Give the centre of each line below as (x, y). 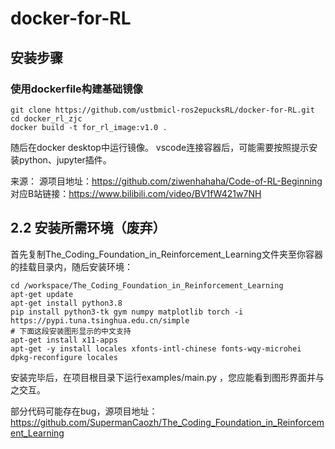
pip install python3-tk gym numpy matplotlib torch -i (127, 312)
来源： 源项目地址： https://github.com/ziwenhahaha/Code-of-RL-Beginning (166, 181)
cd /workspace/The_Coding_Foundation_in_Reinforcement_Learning (147, 285)
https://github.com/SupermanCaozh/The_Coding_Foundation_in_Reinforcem (167, 422)
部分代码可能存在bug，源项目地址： (84, 411)
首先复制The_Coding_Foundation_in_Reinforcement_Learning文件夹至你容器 (166, 254)
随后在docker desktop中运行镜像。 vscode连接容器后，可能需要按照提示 (160, 147)
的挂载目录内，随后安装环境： (71, 266)
